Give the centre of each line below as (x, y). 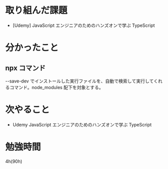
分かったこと (32, 48)
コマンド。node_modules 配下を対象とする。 (56, 87)
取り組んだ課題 (36, 10)
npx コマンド (26, 68)
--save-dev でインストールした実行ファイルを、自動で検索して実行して (79, 81)
